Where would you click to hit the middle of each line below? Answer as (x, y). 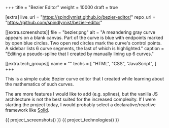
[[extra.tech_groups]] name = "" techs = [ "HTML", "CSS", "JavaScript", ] (81, 63)
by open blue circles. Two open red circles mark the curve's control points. (83, 43)
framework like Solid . (27, 110)
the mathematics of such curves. (40, 84)
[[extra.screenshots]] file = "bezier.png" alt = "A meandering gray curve (80, 32)
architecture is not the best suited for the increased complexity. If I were (80, 99)
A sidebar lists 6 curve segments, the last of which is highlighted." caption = (85, 48)
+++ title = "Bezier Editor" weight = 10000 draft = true (62, 7)
